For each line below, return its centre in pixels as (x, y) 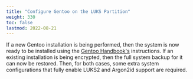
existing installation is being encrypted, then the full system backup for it (94, 57)
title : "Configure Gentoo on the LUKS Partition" (68, 11)
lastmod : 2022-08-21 (32, 28)
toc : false (19, 22)
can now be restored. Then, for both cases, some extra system (83, 64)
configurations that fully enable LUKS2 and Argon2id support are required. (97, 70)
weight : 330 (21, 17)
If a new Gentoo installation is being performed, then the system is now (93, 45)
